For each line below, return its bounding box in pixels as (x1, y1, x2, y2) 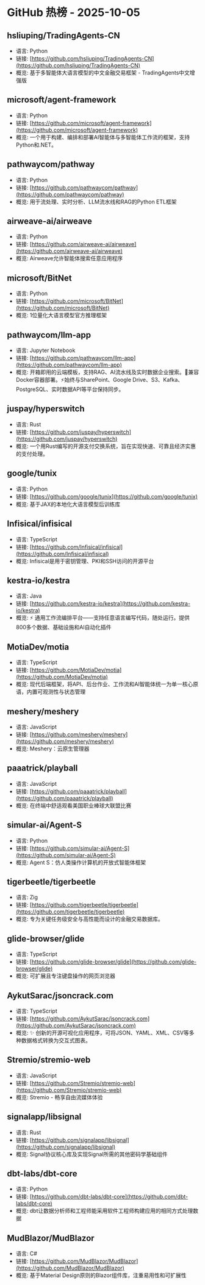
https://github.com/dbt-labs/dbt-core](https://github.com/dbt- (31, 1193, 189, 1201)
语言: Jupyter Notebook (15, 346, 76, 354)
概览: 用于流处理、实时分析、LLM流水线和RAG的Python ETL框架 (15, 198, 177, 205)
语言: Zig (15, 893, 38, 901)
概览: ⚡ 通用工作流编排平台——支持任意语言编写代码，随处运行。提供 (15, 614, 190, 621)
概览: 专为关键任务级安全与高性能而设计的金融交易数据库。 (15, 915, 164, 923)
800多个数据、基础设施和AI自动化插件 (15, 624, 112, 631)
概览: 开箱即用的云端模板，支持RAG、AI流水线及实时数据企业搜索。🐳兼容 (15, 368, 200, 376)
